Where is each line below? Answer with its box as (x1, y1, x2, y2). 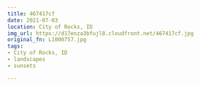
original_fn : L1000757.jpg (7, 36, 87, 43)
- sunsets (7, 62, 37, 69)
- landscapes (7, 56, 46, 63)
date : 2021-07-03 (7, 17, 59, 24)
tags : (7, 43, 23, 50)
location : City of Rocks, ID (7, 23, 93, 30)
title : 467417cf (7, 10, 55, 17)
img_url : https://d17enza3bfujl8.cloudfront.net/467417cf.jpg (7, 29, 194, 37)
